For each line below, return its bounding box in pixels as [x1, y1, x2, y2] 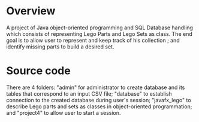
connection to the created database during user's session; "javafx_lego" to [6, 96, 191, 103]
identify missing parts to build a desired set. [6, 43, 114, 50]
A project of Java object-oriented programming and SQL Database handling [6, 24, 194, 31]
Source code [6, 64, 71, 78]
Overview [6, 4, 56, 18]
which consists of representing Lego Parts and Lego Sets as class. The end [6, 30, 193, 37]
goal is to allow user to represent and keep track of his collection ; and [6, 36, 180, 44]
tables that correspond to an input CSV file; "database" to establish [6, 90, 172, 97]
